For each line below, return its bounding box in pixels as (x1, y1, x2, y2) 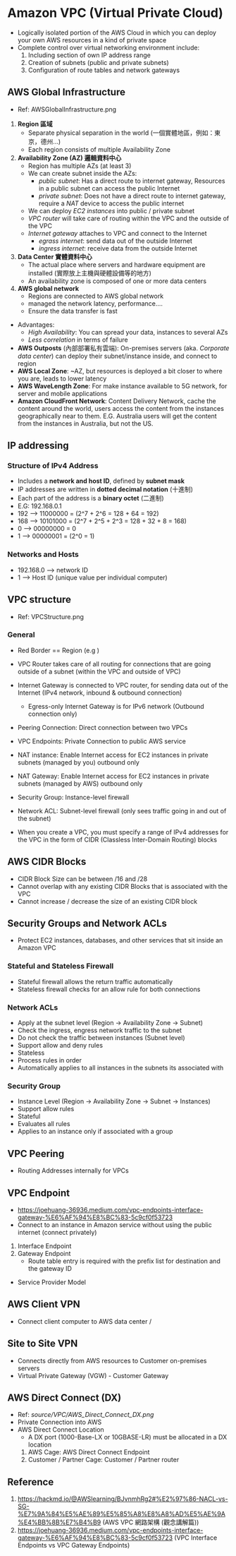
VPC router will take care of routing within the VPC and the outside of (27, 214, 230, 222)
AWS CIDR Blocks (7, 856, 87, 868)
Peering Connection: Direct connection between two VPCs (17, 723, 188, 731)
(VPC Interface (174, 1533, 218, 1542)
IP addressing (7, 440, 69, 452)
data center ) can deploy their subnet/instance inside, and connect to (17, 352, 218, 360)
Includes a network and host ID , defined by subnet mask (17, 477, 185, 485)
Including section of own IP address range (27, 51, 151, 59)
